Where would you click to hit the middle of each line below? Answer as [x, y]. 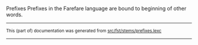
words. [14, 15]
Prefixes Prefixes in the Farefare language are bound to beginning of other [96, 8]
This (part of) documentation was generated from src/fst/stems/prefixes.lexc [84, 31]
